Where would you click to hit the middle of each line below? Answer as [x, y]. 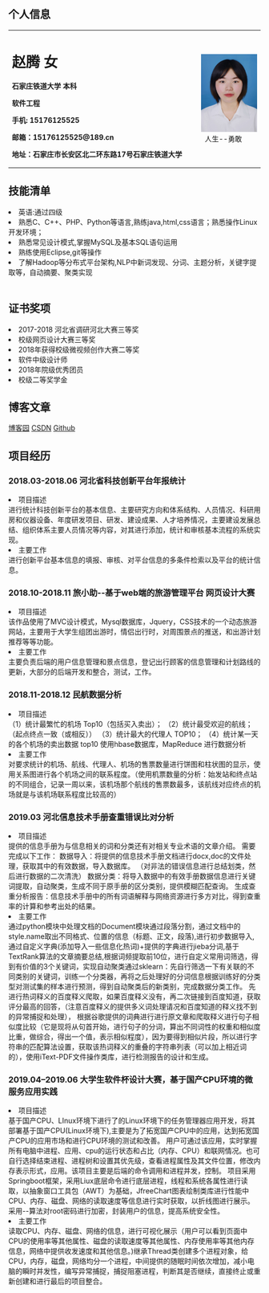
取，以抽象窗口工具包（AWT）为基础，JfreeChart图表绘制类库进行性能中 [129, 1191]
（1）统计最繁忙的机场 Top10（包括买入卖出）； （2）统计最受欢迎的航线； [131, 724]
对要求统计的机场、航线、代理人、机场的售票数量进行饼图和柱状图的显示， [131, 764]
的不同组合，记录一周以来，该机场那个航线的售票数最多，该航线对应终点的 [131, 784]
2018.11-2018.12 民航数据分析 [65, 695]
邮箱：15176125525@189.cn [63, 137]
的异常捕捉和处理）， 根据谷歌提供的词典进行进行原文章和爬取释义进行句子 [130, 1017]
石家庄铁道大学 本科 [44, 86]
